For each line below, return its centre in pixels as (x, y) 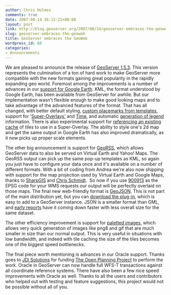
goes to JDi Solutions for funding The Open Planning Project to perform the (84, 260)
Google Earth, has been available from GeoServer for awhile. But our (77, 94)
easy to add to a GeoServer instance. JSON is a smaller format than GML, (82, 202)
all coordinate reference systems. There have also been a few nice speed (82, 271)
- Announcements (22, 53)
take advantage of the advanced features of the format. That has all (76, 105)
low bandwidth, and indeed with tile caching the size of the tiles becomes (82, 239)
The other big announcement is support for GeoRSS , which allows (75, 147)
